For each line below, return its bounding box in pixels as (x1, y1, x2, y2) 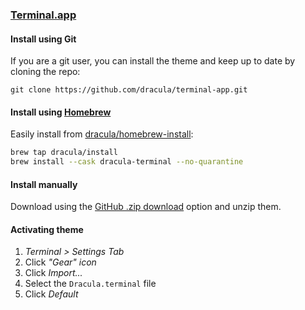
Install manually (10, 178, 78, 190)
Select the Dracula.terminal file (24, 278, 157, 290)
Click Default (24, 288, 79, 300)
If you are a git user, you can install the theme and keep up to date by (10, 55, 296, 67)
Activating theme (10, 223, 84, 235)
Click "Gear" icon (24, 256, 97, 268)
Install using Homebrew (10, 106, 112, 118)
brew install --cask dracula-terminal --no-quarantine (10, 157, 244, 167)
